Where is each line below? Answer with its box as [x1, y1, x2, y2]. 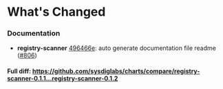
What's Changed [7, 4, 106, 20]
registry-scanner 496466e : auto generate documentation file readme [17, 44, 217, 52]
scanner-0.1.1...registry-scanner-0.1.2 [7, 75, 118, 83]
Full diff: [7, 67, 32, 75]
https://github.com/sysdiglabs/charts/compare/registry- [32, 67, 200, 75]
